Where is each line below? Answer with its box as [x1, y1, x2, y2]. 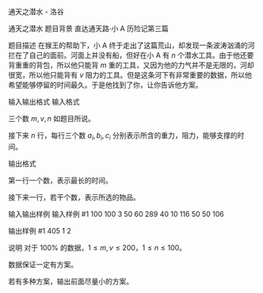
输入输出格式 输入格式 [8, 97, 80, 106]
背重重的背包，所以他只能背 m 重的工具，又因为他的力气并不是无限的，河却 [8, 60, 255, 70]
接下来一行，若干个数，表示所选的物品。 [8, 192, 140, 202]
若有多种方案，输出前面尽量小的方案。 [8, 276, 133, 286]
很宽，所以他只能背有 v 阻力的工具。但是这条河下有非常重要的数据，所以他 [8, 70, 252, 79]
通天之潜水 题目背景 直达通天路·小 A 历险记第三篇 [8, 24, 169, 33]
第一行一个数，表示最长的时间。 [8, 175, 112, 185]
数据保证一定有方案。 [8, 260, 78, 269]
